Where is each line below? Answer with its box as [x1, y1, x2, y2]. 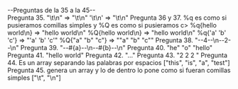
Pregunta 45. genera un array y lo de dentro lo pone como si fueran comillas [7, 66, 231, 74]
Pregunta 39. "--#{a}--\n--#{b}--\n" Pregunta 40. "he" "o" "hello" [20, 44, 213, 52]
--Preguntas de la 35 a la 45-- [7, 6, 96, 14]
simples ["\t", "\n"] [7, 73, 62, 82]
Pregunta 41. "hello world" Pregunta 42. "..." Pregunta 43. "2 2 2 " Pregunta [7, 51, 228, 59]
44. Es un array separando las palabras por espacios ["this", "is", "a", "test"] [7, 59, 230, 66]
